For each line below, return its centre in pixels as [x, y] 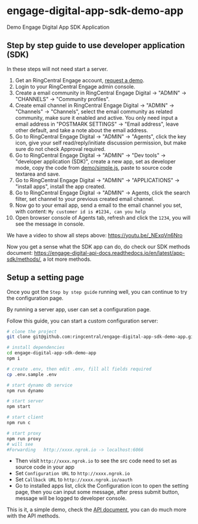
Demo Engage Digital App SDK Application [58, 27]
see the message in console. [50, 224]
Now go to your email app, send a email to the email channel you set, [99, 205]
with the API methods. [33, 516]
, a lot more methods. [66, 259]
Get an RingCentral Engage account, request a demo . [80, 80]
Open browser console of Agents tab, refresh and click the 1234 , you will [103, 217]
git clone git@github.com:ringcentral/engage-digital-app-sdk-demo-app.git [101, 337]
